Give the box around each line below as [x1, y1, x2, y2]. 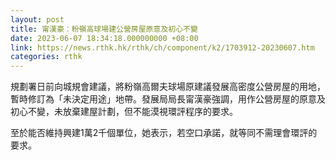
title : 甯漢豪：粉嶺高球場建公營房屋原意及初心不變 [10, 24, 198, 34]
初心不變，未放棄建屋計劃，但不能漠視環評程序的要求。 [10, 106, 238, 118]
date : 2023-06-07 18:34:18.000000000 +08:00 [10, 33, 199, 43]
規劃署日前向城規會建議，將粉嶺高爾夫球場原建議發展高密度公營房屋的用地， [10, 81, 326, 93]
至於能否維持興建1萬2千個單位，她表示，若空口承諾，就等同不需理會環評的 [10, 127, 318, 139]
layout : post [10, 14, 65, 25]
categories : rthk [10, 52, 83, 62]
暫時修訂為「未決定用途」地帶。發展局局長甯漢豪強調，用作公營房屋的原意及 [10, 93, 326, 105]
